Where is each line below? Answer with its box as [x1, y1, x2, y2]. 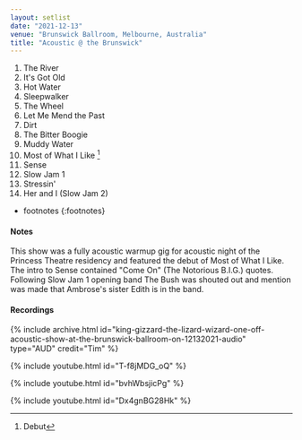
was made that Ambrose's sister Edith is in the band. [10, 284, 204, 295]
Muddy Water [22, 139, 74, 150]
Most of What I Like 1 [22, 149, 100, 160]
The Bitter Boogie [22, 129, 89, 140]
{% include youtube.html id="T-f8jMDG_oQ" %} [10, 360, 187, 372]
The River [22, 63, 59, 73]
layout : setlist [10, 13, 71, 22]
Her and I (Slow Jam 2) [22, 187, 108, 198]
